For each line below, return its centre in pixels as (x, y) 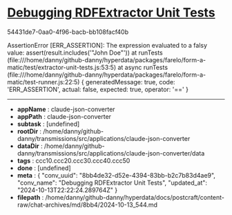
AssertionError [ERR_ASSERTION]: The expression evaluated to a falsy (107, 45)
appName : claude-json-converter (66, 109)
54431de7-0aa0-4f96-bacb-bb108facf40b (68, 32)
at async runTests (142, 67)
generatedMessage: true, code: (130, 82)
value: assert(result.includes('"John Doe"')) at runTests (85, 53)
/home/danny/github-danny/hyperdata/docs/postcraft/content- (135, 197)
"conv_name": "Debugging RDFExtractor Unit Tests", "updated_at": (112, 183)
